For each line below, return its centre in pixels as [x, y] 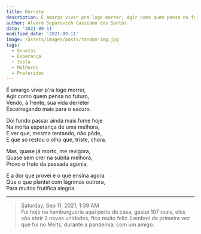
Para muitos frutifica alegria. [41, 189]
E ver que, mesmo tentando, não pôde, [54, 133]
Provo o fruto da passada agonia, [47, 164]
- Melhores [25, 67]
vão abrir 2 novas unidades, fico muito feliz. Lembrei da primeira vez [105, 218]
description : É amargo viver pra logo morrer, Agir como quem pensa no [97, 17]
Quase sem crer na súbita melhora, [49, 158]
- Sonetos [24, 51]
